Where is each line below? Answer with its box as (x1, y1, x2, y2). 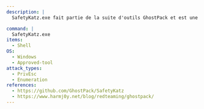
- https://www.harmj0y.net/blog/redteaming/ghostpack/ (12, 94, 155, 100)
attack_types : (6, 65, 43, 71)
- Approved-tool (12, 59, 53, 66)
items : (6, 37, 23, 43)
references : (6, 82, 37, 88)
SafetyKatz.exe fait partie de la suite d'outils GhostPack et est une (12, 15, 199, 21)
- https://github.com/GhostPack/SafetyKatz (12, 88, 124, 94)
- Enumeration (12, 77, 48, 83)
